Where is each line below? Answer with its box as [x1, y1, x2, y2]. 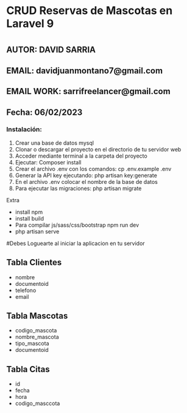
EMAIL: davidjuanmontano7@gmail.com [6, 65, 163, 76]
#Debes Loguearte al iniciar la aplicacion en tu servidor [6, 239, 145, 247]
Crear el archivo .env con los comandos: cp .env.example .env [15, 165, 172, 172]
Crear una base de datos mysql [15, 139, 94, 147]
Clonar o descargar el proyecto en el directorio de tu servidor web [15, 145, 182, 153]
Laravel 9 [6, 16, 54, 31]
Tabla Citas [6, 364, 50, 375]
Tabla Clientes [6, 257, 62, 268]
